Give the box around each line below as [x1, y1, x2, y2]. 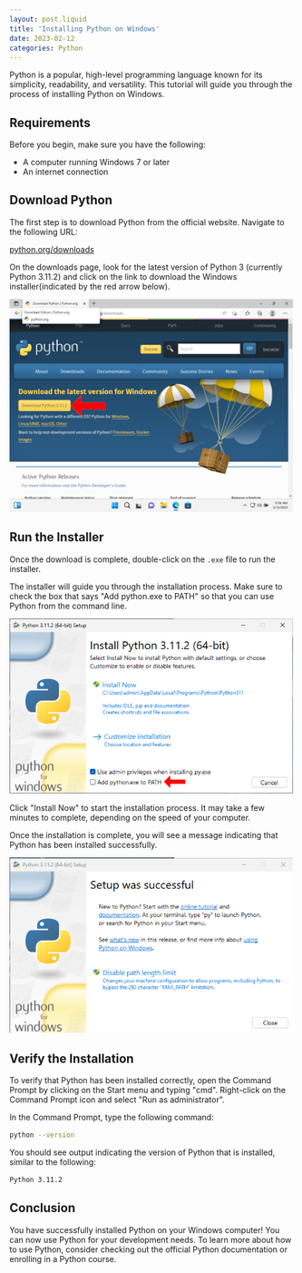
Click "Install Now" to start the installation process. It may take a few [9, 803, 265, 814]
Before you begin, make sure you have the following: [9, 139, 206, 150]
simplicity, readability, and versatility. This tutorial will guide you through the [9, 79, 293, 90]
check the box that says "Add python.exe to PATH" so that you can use [9, 590, 275, 601]
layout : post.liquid [9, 15, 88, 24]
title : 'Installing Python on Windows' [9, 24, 161, 34]
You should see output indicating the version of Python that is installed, [9, 1147, 276, 1158]
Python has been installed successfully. [9, 840, 158, 851]
